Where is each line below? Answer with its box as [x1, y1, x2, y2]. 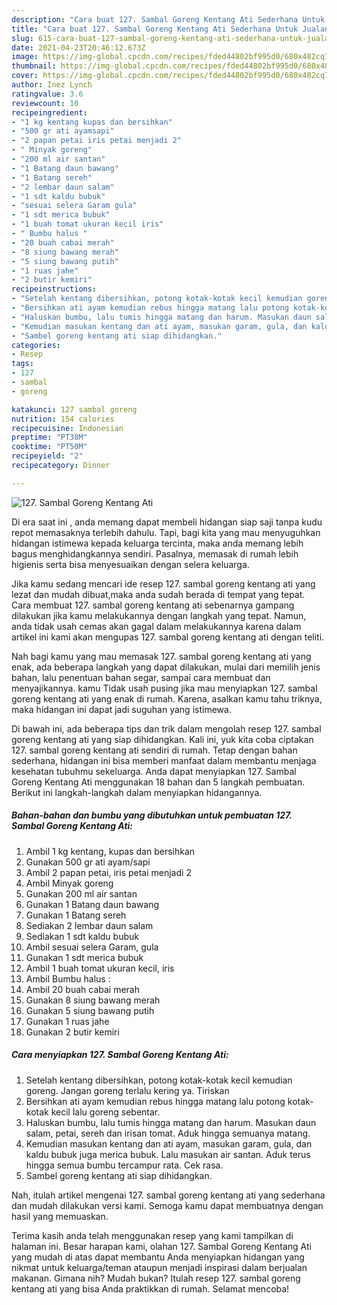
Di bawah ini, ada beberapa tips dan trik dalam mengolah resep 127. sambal [11, 722, 322, 735]
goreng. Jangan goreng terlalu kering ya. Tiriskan [25, 1084, 230, 1096]
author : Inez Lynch [11, 80, 93, 90]
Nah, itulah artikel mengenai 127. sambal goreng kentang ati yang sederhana [11, 1189, 326, 1201]
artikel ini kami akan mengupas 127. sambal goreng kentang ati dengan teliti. [11, 631, 325, 643]
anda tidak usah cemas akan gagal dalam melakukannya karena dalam [11, 620, 302, 632]
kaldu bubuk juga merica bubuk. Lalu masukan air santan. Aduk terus [25, 1148, 311, 1160]
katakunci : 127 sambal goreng [11, 404, 138, 415]
